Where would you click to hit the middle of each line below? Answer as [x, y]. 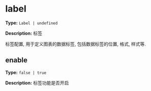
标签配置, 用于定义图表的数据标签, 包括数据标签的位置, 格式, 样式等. [75, 44]
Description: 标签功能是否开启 [37, 83]
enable [17, 60]
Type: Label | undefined [32, 23]
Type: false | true [26, 72]
